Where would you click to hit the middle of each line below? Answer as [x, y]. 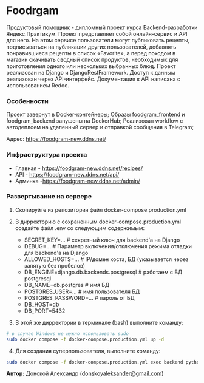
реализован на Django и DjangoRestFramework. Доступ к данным [91, 72]
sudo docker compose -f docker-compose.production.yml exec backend [95, 362]
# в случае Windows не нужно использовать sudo [68, 334]
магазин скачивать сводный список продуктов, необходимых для [92, 59]
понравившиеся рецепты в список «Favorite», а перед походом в [91, 53]
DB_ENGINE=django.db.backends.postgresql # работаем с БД [103, 272]
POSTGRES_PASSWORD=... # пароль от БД [79, 297]
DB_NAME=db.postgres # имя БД [67, 285]
